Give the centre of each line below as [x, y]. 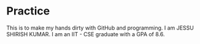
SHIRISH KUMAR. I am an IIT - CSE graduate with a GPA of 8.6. [86, 34]
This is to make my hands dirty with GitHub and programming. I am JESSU [100, 28]
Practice [28, 11]
